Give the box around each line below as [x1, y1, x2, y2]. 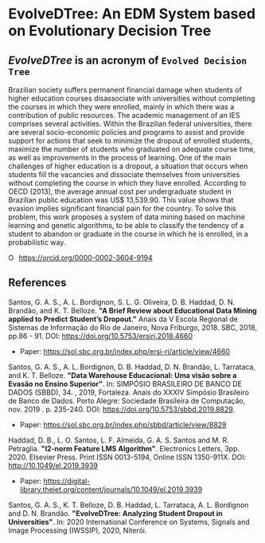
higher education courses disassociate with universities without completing [8, 93, 255, 103]
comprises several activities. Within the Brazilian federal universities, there [8, 119, 252, 128]
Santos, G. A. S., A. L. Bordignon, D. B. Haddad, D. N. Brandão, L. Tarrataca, [8, 362, 256, 372]
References [8, 276, 67, 289]
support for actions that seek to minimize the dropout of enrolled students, [8, 136, 253, 145]
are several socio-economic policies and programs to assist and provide [8, 128, 245, 136]
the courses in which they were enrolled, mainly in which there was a [8, 102, 235, 112]
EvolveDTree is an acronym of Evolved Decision [8, 53, 247, 67]
